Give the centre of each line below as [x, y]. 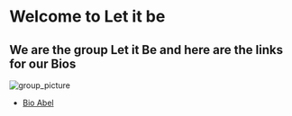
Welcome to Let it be [87, 17]
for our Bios [43, 63]
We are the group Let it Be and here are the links [146, 50]
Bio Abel [38, 103]
